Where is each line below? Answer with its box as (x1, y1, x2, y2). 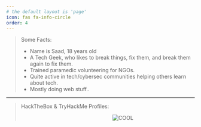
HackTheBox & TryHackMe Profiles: (20, 103, 109, 110)
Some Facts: (20, 36, 52, 44)
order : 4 (6, 20, 28, 26)
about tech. (29, 79, 59, 86)
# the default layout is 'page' (6, 8, 87, 15)
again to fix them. (29, 60, 73, 67)
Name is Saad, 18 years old (29, 48, 97, 55)
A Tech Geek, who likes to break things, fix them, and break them (29, 54, 191, 61)
